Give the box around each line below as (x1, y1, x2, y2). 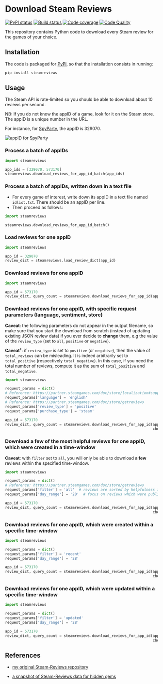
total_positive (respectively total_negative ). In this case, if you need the (5, 358, 154, 363)
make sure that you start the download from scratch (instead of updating (5, 327, 150, 333)
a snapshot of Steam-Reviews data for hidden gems (12, 673, 116, 680)
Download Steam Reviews (5, 3, 112, 15)
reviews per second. (5, 102, 46, 108)
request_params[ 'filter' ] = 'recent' (5, 552, 81, 556)
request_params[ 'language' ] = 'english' (5, 395, 88, 400)
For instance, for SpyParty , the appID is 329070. (5, 126, 101, 131)
